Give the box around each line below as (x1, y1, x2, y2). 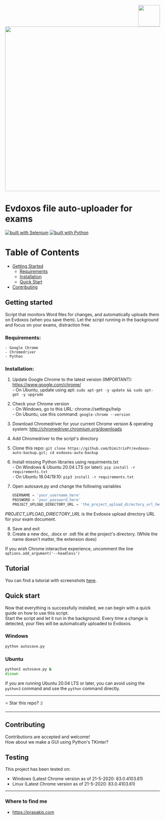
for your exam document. (5, 516, 56, 522)
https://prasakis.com (12, 809, 55, 815)
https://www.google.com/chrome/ (12, 382, 82, 388)
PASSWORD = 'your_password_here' (12, 497, 81, 502)
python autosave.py (5, 644, 45, 649)
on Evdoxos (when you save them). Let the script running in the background (5, 317, 159, 323)
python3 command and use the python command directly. (5, 685, 120, 691)
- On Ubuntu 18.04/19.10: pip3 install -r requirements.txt (12, 474, 134, 480)
